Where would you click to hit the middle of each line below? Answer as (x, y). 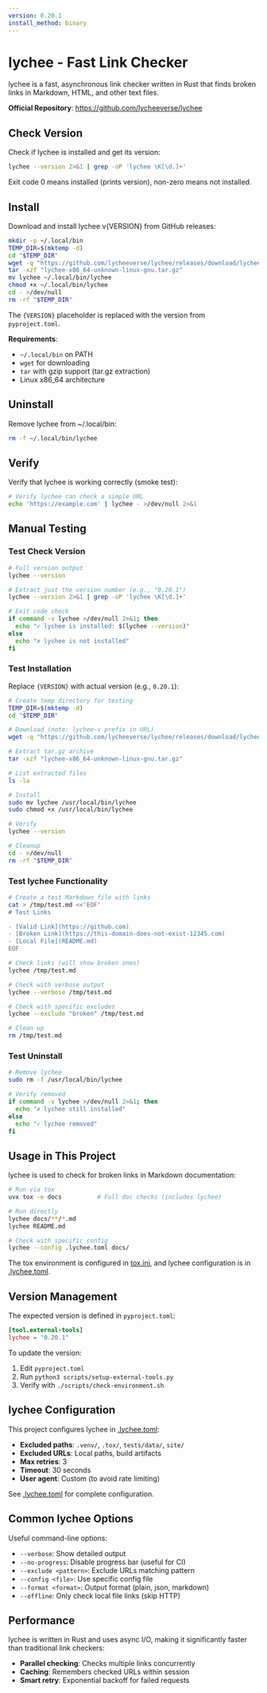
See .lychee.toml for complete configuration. (81, 1493)
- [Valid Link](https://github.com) (69, 927)
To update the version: (45, 1353)
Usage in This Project (62, 1156)
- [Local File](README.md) (53, 941)
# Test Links (30, 912)
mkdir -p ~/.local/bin (46, 240)
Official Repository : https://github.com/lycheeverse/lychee (105, 108)
